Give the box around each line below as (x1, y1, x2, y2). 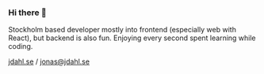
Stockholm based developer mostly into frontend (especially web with (8, 25, 236, 35)
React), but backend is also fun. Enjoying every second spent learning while (8, 33, 256, 43)
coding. (8, 42, 33, 51)
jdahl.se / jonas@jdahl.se (8, 57, 90, 66)
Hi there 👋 (8, 7, 48, 18)
